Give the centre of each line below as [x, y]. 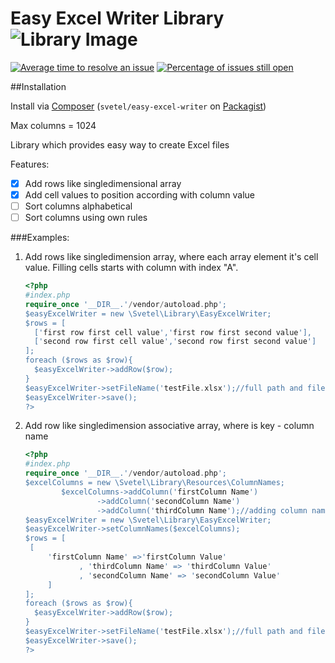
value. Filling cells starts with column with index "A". [131, 268]
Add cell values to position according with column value [140, 195]
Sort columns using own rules [86, 218]
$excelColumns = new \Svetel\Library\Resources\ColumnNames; [155, 483]
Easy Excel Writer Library [117, 18]
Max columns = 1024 [53, 125]
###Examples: [40, 238]
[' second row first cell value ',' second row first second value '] [175, 342]
